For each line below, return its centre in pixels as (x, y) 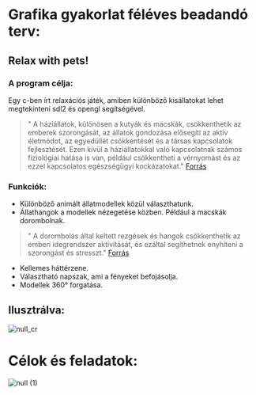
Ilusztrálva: (37, 310)
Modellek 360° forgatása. (61, 285)
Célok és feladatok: (73, 361)
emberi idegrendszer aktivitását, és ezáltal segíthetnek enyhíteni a (135, 245)
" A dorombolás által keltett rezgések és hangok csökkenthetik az (134, 236)
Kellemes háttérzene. (54, 268)
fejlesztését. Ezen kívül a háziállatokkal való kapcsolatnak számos (135, 149)
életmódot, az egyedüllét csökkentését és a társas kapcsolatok (130, 141)
